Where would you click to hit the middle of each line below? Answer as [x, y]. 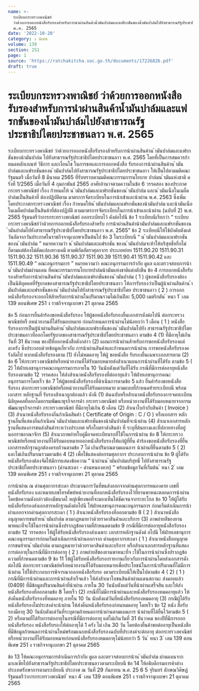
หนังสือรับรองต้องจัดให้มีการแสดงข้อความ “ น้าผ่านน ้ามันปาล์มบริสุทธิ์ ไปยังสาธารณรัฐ [90, 461]
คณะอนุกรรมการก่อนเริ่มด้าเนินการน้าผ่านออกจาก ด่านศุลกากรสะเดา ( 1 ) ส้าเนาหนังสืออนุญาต [98, 539]
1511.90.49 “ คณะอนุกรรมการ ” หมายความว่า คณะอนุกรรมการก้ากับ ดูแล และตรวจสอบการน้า [99, 263]
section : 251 [24, 50]
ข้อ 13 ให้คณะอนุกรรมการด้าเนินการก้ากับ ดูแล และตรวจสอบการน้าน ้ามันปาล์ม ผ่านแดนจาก [96, 657]
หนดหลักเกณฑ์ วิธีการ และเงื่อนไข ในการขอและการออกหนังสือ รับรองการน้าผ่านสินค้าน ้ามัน [96, 164]
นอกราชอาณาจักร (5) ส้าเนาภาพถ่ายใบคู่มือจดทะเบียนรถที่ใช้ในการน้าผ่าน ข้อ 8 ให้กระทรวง [95, 434]
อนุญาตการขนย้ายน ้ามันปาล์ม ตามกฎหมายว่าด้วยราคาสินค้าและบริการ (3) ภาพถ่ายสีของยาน [95, 519]
